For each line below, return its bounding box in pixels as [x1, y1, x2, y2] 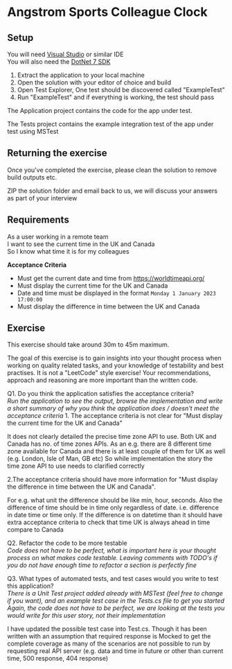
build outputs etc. [7, 173, 57, 181]
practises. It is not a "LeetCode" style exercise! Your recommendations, [7, 369, 211, 377]
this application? [7, 582, 54, 590]
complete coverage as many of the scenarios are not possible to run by [7, 639, 211, 648]
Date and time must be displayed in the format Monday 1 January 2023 [17, 288, 216, 297]
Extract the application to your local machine [17, 71, 145, 79]
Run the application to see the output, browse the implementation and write [7, 397, 223, 406]
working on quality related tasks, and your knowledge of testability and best [7, 361, 224, 370]
